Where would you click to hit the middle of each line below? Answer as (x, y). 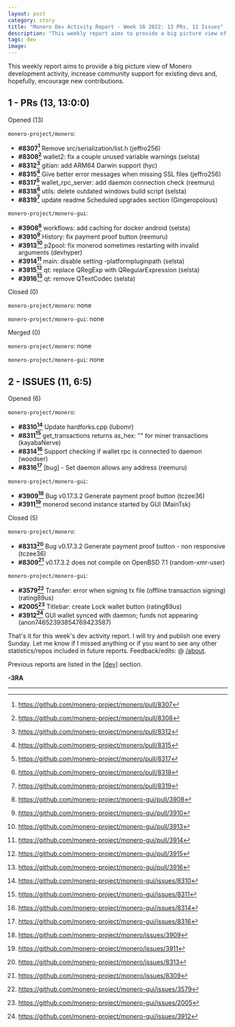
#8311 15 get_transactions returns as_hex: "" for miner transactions (113, 434)
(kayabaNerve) (39, 443)
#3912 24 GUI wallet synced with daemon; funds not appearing (108, 614)
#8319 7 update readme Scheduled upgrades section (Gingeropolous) (118, 199)
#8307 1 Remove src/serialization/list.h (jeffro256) (89, 148)
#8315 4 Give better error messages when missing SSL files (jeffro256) (120, 173)
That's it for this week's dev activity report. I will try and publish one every (114, 636)
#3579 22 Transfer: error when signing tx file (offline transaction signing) (122, 590)
